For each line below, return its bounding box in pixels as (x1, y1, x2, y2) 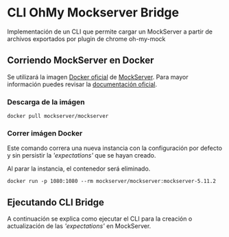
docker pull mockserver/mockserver (7, 113, 109, 120)
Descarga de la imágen (7, 97, 85, 107)
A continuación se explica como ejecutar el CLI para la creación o (7, 214, 193, 223)
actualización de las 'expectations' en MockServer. (7, 222, 152, 230)
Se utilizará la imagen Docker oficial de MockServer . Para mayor (7, 73, 189, 81)
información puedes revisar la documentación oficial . (7, 80, 158, 88)
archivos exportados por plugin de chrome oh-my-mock (7, 34, 166, 42)
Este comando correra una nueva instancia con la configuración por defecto (7, 144, 223, 152)
